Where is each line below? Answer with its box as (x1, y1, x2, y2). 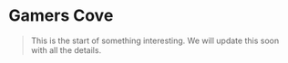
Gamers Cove (8, 5, 114, 26)
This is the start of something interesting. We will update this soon (30, 35, 280, 46)
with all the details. (30, 44, 102, 55)
